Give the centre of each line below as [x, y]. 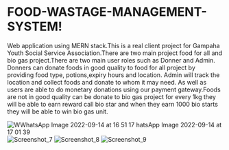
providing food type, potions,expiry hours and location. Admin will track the [113, 75]
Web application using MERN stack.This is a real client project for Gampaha [114, 45]
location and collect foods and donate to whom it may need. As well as [107, 82]
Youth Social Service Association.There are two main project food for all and [115, 53]
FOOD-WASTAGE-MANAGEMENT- [107, 12]
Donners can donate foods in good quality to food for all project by [101, 67]
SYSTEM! [35, 26]
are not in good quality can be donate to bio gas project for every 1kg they [111, 96]
